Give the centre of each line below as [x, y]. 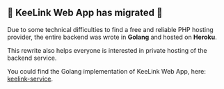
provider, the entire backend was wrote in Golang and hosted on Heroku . [112, 37]
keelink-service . [30, 79]
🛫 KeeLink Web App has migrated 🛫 [85, 13]
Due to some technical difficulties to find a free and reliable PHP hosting [110, 29]
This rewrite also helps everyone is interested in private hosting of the [107, 50]
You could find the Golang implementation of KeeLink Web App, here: [107, 71]
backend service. [32, 58]
